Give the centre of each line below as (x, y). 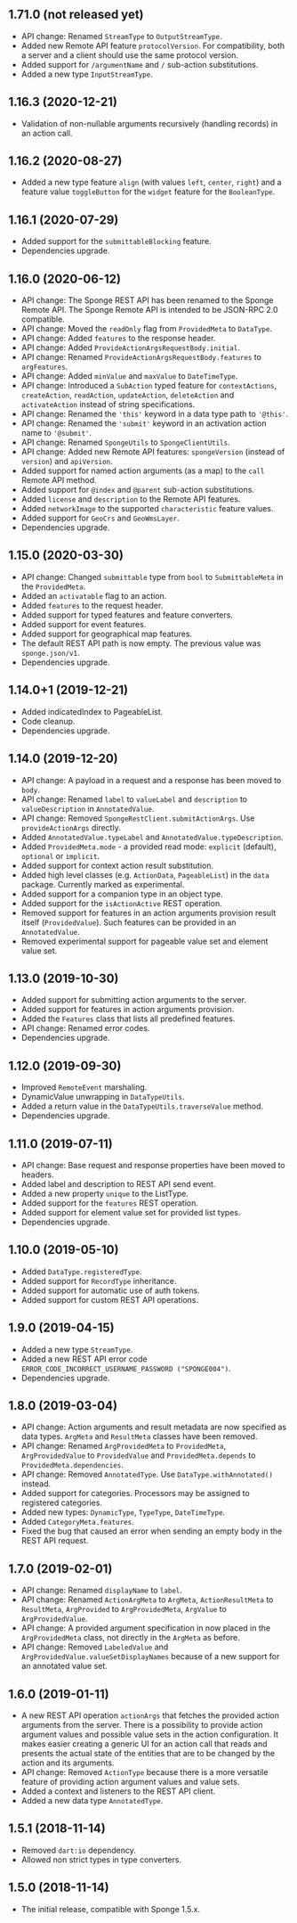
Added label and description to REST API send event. (118, 1183)
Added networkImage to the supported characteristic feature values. (147, 509)
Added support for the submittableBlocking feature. (116, 241)
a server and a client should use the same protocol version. (130, 55)
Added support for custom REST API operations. (110, 1299)
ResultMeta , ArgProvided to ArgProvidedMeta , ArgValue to (124, 1609)
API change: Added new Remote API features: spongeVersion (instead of (153, 452)
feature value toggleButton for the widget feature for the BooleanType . (148, 192)
